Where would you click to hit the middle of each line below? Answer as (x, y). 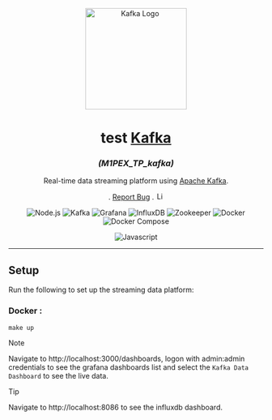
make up (21, 328)
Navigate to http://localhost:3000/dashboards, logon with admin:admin (127, 358)
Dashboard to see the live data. (59, 375)
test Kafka (136, 138)
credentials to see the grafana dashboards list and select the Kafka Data (129, 367)
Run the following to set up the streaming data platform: (101, 290)
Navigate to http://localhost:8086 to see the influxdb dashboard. (116, 407)
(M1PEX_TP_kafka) (136, 164)
